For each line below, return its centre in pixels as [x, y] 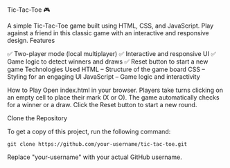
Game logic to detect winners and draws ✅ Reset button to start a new [108, 62]
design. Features [31, 40]
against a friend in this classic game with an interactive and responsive [108, 33]
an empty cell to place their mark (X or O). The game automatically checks [113, 97]
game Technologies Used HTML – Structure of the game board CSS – [106, 69]
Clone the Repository [37, 118]
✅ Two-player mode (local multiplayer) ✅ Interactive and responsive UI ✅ [112, 54]
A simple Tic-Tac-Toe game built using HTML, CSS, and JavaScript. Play [110, 26]
